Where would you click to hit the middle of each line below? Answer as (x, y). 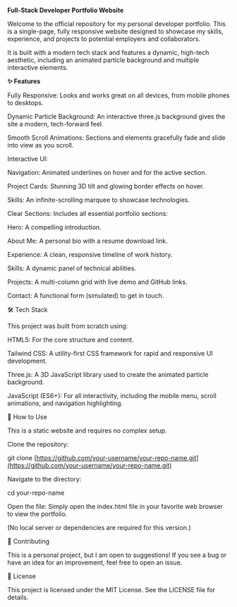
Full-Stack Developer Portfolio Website (66, 10)
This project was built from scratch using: (68, 326)
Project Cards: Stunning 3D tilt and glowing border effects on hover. (106, 186)
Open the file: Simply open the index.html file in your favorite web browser (115, 506)
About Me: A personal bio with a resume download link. (87, 241)
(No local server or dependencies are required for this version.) (99, 528)
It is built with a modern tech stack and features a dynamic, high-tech (108, 53)
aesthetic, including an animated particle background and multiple (103, 60)
